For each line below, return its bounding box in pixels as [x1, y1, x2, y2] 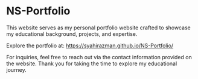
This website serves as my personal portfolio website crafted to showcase [6, 24, 191, 31]
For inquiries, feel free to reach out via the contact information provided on [6, 53, 192, 60]
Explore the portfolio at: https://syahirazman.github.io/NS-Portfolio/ [6, 42, 174, 49]
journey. [6, 66, 27, 73]
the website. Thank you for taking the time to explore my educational [6, 60, 177, 67]
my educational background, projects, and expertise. [6, 30, 138, 37]
